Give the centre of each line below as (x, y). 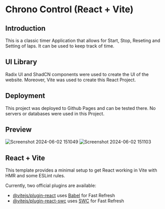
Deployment (25, 96)
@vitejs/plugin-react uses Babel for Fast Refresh (64, 196)
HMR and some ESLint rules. (35, 176)
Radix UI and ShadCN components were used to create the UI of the (77, 74)
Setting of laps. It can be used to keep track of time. (60, 46)
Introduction (26, 28)
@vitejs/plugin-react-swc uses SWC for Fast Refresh (68, 201)
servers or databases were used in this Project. (55, 113)
